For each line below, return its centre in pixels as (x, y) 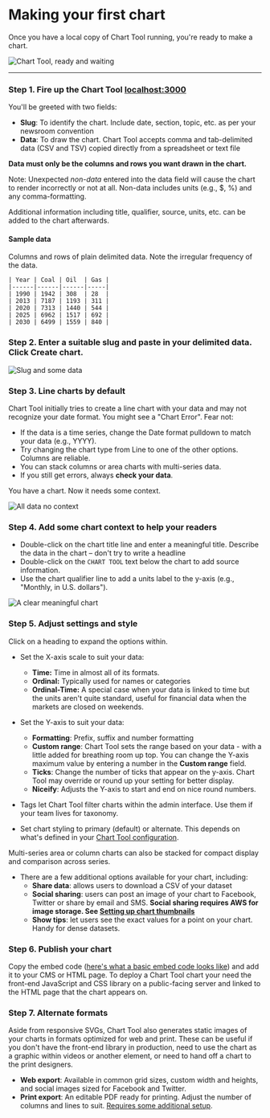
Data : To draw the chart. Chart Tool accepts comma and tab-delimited (136, 140)
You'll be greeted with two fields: (63, 107)
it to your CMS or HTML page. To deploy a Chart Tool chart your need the (130, 975)
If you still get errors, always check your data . (96, 475)
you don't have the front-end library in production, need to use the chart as (133, 1047)
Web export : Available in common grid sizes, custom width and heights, (139, 1080)
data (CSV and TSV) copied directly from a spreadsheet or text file (130, 148)
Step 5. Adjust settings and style (73, 624)
